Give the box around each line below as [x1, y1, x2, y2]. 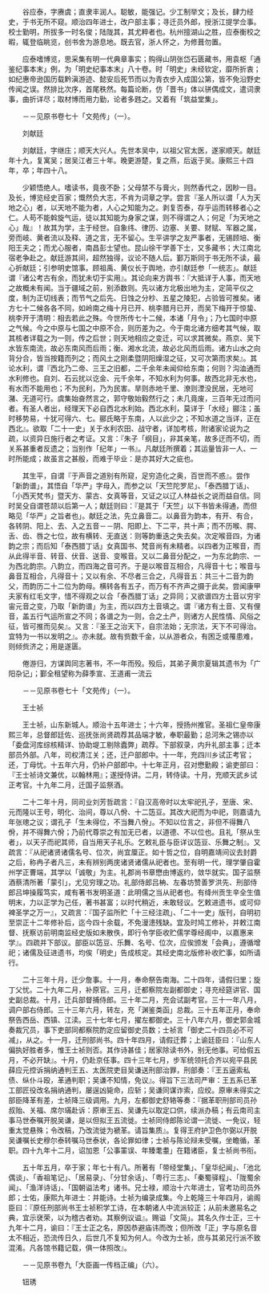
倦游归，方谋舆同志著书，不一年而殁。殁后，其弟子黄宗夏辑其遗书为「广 [22, 659, 261, 668]
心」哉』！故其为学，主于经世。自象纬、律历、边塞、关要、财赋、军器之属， [8, 223, 261, 232]
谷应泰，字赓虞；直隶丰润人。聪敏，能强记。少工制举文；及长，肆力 [22, 7, 247, 16]
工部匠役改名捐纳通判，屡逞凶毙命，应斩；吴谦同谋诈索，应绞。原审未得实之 [8, 1085, 261, 1095]
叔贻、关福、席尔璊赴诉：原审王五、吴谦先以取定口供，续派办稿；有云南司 [8, 1105, 254, 1115]
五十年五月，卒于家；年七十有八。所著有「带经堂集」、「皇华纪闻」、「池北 [22, 1163, 261, 1172]
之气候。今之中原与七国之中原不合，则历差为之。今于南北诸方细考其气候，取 [8, 324, 261, 333]
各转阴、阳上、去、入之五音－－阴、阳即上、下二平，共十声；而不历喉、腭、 [8, 521, 261, 530]
